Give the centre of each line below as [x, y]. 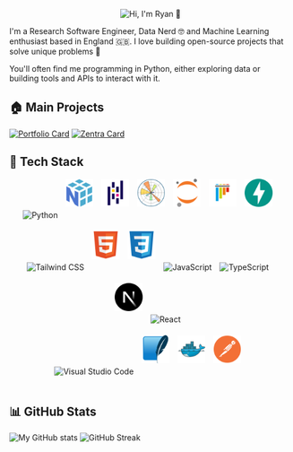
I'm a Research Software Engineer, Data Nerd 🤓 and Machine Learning [139, 31]
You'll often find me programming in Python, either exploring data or [135, 69]
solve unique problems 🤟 [55, 51]
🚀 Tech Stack [47, 162]
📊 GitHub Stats [53, 412]
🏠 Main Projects [57, 108]
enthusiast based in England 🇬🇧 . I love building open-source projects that [146, 41]
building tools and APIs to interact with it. [85, 78]
